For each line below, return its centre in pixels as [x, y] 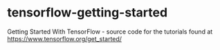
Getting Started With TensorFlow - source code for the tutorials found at [110, 32]
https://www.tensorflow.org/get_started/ [65, 38]
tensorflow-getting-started [88, 13]
